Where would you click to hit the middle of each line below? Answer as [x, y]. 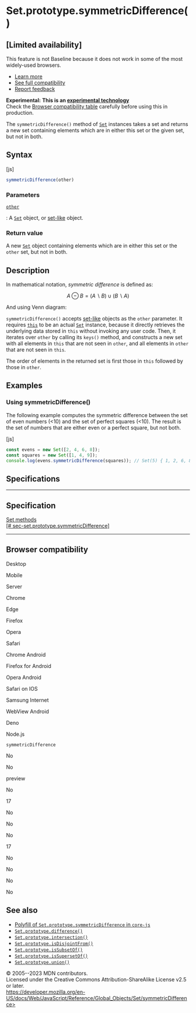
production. [20, 113]
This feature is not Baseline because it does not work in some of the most [94, 59]
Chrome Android [26, 654]
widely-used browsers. [34, 65]
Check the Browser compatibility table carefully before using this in [87, 106]
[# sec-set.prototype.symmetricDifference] [58, 526]
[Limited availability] [44, 45]
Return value [24, 233]
